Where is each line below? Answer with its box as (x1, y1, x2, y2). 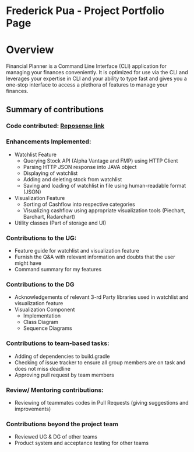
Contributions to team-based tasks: (6, 339, 110, 347)
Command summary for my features (14, 266, 102, 273)
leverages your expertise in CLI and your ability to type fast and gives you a (6, 75, 188, 82)
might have (14, 260, 42, 267)
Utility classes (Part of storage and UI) (14, 219, 107, 226)
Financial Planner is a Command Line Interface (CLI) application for (6, 63, 167, 70)
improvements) (14, 405, 51, 412)
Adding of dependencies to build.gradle (14, 353, 110, 360)
